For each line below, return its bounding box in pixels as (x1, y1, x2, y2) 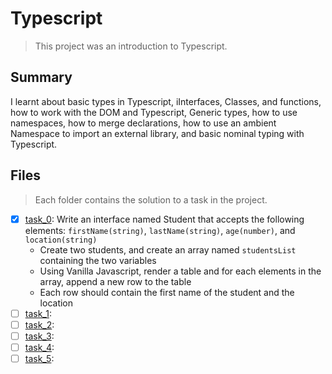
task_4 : (24, 341, 55, 353)
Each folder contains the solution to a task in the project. (34, 193, 268, 206)
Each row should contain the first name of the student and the (39, 286, 295, 298)
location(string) (24, 235, 98, 245)
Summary (10, 69, 73, 86)
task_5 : (24, 352, 55, 364)
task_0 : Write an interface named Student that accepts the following (24, 213, 305, 225)
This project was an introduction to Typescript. (34, 40, 228, 52)
